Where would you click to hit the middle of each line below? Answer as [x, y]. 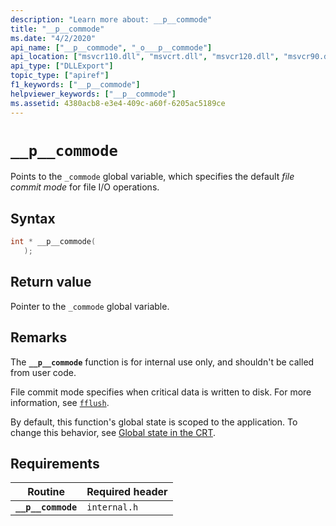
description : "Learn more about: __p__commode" [111, 19]
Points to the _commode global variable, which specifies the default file [152, 177]
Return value [51, 282]
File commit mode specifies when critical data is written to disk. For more [161, 392]
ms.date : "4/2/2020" [53, 38]
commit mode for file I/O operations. [85, 187]
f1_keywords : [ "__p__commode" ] [75, 85]
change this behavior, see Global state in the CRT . [113, 432]
